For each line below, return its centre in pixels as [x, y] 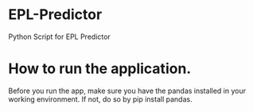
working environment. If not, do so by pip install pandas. [100, 99]
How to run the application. [100, 69]
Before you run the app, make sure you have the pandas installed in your [127, 91]
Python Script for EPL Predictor [60, 37]
